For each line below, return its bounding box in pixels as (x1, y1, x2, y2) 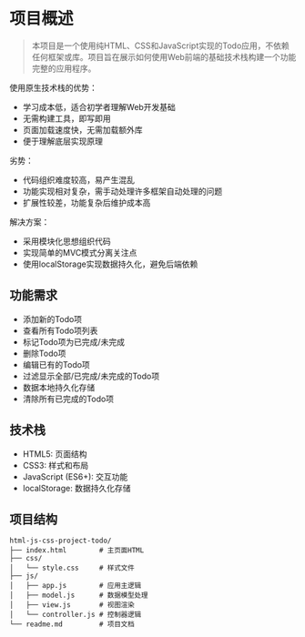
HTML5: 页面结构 (22, 448, 88, 460)
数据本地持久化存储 (22, 381, 96, 392)
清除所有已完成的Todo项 (22, 393, 115, 404)
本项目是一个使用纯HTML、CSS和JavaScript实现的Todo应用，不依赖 (31, 40, 290, 51)
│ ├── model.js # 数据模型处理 (9, 591, 148, 601)
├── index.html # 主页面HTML (9, 546, 145, 555)
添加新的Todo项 (22, 313, 83, 324)
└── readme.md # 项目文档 (9, 620, 135, 629)
